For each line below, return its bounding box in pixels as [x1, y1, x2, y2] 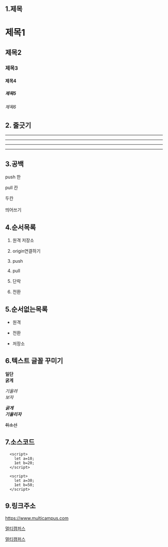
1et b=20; [14, 460, 35, 466]
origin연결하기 [12, 248, 41, 254]
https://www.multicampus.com [5, 515, 69, 521]
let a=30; [14, 478, 35, 483]
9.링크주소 [5, 501, 36, 510]
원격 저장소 [12, 238, 34, 244]
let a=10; [14, 456, 35, 461]
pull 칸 [5, 185, 18, 191]
